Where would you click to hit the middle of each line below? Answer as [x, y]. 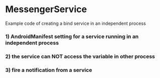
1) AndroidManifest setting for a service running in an [72, 36]
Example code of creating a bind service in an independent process [76, 23]
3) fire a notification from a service [49, 70]
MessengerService [46, 9]
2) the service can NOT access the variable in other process [80, 56]
